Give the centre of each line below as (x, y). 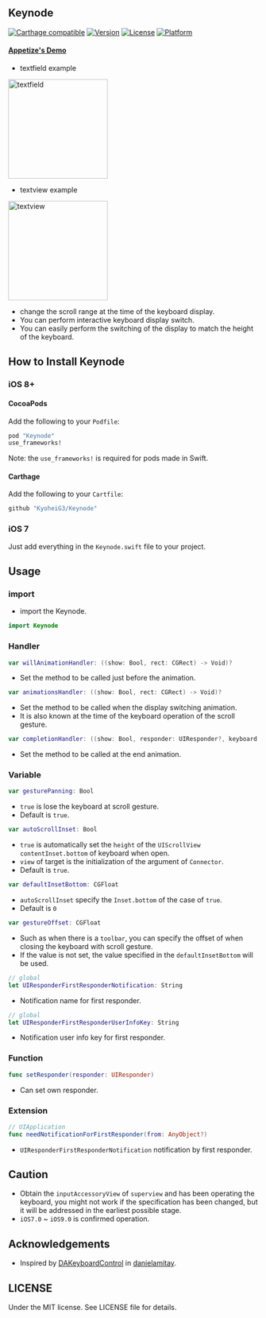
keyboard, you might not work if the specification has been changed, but (139, 1202)
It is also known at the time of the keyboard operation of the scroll (127, 716)
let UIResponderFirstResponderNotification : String (95, 985)
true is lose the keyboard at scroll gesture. (89, 807)
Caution (29, 1175)
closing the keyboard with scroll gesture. (86, 946)
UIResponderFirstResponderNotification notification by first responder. (136, 1149)
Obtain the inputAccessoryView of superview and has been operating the (137, 1194)
